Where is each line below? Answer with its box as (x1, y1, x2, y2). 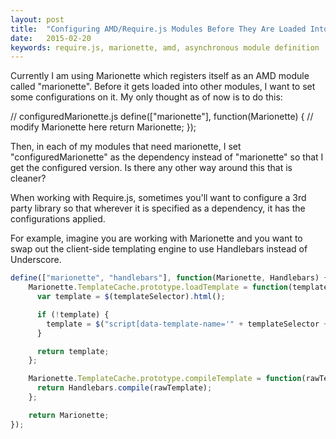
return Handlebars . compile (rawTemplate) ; (36, 383, 213, 393)
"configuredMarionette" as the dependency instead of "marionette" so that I (10, 151, 324, 163)
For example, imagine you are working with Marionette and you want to (10, 232, 303, 245)
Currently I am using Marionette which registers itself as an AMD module (10, 70, 310, 82)
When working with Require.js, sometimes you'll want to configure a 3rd (10, 192, 307, 204)
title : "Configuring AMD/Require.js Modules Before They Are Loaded (10, 24, 307, 34)
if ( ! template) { (36, 309, 110, 320)
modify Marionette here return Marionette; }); (10, 121, 197, 133)
